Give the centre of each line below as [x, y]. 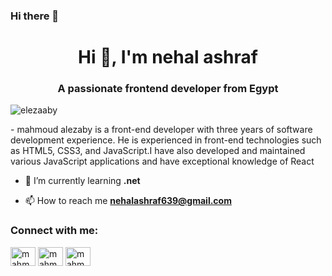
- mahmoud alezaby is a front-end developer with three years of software [161, 130]
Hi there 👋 [35, 16]
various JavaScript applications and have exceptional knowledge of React [162, 161]
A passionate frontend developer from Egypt [168, 89]
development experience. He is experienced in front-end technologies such [166, 140]
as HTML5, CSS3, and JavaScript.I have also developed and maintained [158, 151]
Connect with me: [54, 231]
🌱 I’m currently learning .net [82, 181]
